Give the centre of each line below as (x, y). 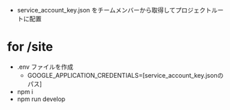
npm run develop (41, 99)
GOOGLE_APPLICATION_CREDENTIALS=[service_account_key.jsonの (125, 75)
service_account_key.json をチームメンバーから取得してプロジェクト (114, 10)
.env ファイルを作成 (45, 67)
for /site (30, 47)
